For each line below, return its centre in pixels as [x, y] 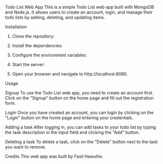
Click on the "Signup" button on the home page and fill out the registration [80, 98]
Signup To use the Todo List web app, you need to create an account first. [79, 93]
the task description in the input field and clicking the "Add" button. [72, 132]
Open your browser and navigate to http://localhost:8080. [70, 74]
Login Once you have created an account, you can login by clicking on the [79, 112]
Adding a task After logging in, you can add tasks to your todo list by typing [81, 127]
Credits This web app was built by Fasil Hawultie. [54, 156]
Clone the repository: [33, 36]
